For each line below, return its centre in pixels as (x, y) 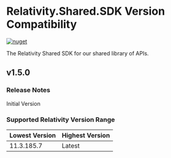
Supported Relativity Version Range (61, 119)
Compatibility (42, 24)
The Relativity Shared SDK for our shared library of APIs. (78, 53)
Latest (70, 146)
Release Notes (28, 90)
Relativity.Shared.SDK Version (86, 11)
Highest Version (86, 135)
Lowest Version (33, 135)
